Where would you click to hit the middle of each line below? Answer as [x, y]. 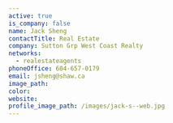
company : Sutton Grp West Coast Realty [76, 46]
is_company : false [39, 23]
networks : [25, 53]
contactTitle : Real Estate [54, 38]
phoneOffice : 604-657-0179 [54, 69]
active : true [30, 16]
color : [19, 91]
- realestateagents [49, 61]
